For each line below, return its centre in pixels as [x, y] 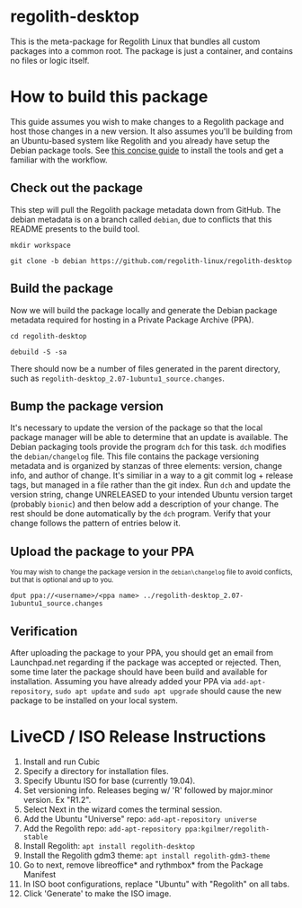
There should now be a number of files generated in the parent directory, [146, 368]
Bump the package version [87, 406]
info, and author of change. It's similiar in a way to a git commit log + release [152, 476]
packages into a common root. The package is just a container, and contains [151, 50]
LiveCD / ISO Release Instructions [138, 737]
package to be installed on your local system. [94, 700]
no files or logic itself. [50, 60]
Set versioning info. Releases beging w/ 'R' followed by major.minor [148, 790]
